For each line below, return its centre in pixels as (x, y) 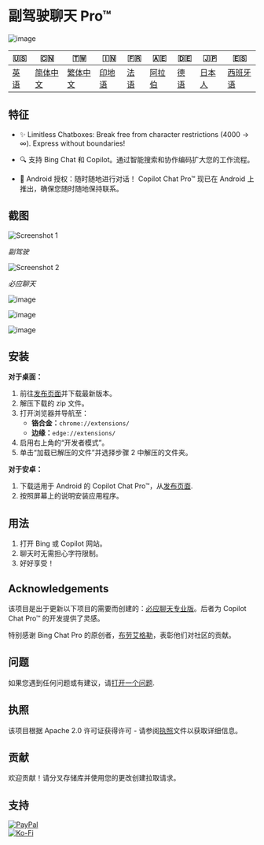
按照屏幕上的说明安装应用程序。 (71, 496)
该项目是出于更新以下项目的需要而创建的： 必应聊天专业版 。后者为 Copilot (127, 608)
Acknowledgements (59, 589)
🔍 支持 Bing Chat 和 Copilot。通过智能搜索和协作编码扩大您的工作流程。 (137, 159)
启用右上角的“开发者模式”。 (64, 443)
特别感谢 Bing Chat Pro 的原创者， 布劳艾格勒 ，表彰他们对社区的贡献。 (122, 635)
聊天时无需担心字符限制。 (61, 554)
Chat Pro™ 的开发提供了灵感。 (56, 618)
